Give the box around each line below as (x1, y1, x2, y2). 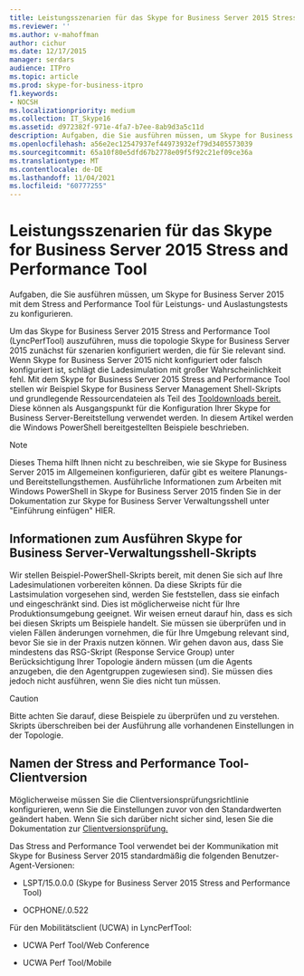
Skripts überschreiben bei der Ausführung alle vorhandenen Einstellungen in (9, 720, 294, 731)
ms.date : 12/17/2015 (9, 47, 88, 56)
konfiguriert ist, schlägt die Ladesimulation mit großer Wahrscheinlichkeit (9, 364, 282, 376)
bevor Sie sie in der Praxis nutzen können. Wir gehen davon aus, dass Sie (9, 636, 284, 647)
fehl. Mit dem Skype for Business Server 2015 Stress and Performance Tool (9, 374, 290, 385)
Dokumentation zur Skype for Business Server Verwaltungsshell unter (9, 495, 270, 507)
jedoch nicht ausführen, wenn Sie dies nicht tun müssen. (9, 675, 221, 686)
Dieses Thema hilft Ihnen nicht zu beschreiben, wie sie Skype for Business (9, 457, 288, 468)
